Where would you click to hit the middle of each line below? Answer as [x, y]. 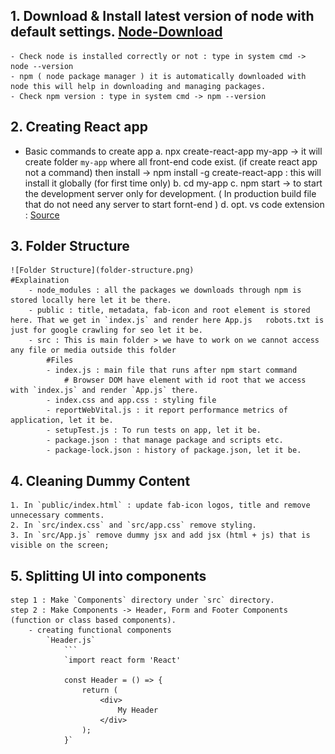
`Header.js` [71, 640]
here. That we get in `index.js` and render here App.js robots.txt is [167, 320]
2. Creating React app [79, 127]
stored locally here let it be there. [91, 300]
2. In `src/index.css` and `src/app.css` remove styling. [133, 525]
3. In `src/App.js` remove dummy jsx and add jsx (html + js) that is [160, 535]
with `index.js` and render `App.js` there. [104, 390]
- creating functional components [100, 630]
